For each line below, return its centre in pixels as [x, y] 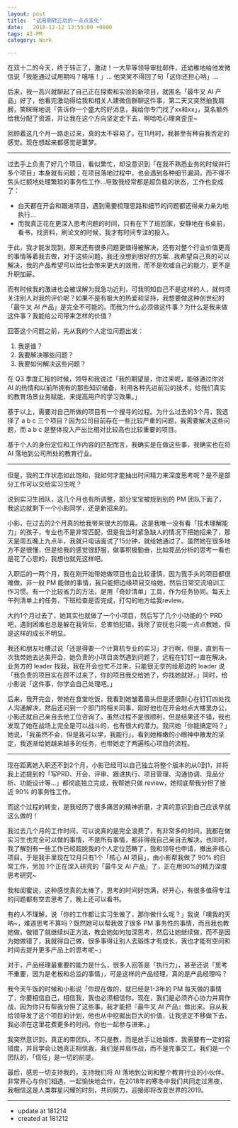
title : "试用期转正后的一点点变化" [55, 21]
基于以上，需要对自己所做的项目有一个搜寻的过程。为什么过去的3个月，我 [115, 412]
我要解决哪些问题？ [46, 355]
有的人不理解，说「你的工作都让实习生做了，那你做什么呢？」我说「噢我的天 [119, 914]
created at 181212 [43, 1119]
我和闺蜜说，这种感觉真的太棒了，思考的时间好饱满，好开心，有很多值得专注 [119, 890]
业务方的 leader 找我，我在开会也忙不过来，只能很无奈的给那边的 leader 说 [116, 666]
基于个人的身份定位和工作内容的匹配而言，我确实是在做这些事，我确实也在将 [119, 445]
